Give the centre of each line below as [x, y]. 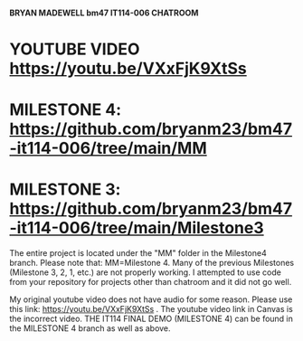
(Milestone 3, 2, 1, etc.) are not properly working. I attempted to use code [146, 272]
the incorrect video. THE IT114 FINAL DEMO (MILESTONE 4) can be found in [151, 318]
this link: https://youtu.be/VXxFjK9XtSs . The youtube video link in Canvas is [151, 308]
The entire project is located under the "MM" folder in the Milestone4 [138, 252]
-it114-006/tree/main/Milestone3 [137, 228]
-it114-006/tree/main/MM [109, 148]
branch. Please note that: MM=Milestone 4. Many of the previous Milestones [152, 262]
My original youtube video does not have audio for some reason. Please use [151, 299]
